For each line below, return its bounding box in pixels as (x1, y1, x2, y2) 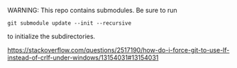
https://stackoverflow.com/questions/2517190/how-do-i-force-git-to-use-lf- (7, 46, 230, 54)
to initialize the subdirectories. (7, 32, 96, 40)
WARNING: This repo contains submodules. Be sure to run (7, 6, 177, 14)
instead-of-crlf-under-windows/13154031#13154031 (7, 53, 159, 62)
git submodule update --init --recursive (7, 20, 132, 27)
